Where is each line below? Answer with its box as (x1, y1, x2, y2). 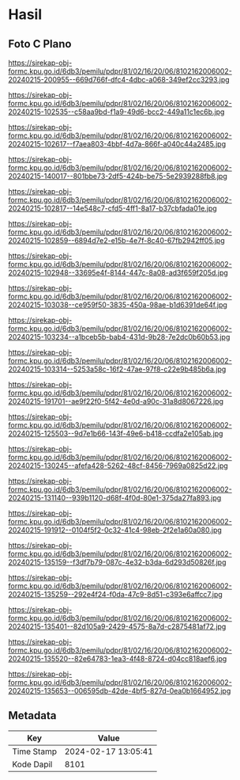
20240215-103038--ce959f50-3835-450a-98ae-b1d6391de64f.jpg (8, 300, 227, 310)
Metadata (8, 709, 57, 722)
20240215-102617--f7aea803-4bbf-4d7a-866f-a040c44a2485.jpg (8, 139, 227, 148)
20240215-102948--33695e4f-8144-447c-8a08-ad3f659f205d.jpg (8, 268, 229, 277)
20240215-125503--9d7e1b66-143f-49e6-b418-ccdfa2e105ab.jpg (8, 429, 223, 438)
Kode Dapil (12, 759, 53, 770)
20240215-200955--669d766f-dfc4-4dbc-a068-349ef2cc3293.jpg (8, 75, 231, 84)
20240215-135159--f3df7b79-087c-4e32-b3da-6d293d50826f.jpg (8, 557, 227, 567)
